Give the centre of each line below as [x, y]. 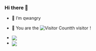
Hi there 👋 [17, 8]
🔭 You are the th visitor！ [52, 28]
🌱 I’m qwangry [26, 18]
